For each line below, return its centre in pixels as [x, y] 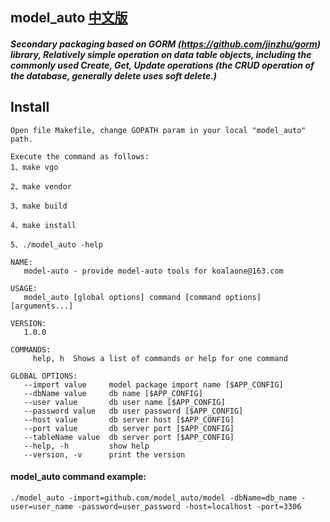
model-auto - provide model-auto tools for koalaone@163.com [153, 271]
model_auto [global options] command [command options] [142, 297]
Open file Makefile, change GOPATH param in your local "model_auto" [158, 130]
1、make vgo [34, 167]
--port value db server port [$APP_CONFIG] [129, 428]
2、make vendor [41, 186]
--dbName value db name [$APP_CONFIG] [113, 393]
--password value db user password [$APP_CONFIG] [133, 411]
